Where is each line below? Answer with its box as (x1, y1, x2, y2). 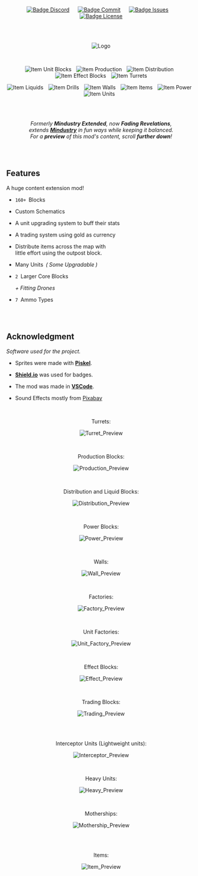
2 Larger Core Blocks (14, 272, 69, 280)
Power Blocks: (83, 522, 119, 530)
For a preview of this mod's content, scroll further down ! (29, 133, 173, 140)
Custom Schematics (14, 208, 65, 215)
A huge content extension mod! (6, 184, 84, 191)
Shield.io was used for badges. (14, 371, 93, 378)
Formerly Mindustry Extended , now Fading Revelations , (30, 120, 172, 127)
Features (6, 168, 40, 179)
